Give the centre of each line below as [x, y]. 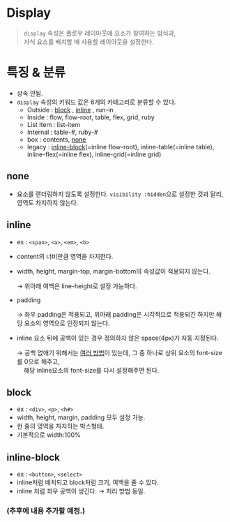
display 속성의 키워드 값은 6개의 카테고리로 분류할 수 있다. [96, 102]
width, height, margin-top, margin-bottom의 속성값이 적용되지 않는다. [113, 271]
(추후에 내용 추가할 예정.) [46, 511]
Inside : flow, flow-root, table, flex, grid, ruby [91, 117]
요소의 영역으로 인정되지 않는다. [67, 323]
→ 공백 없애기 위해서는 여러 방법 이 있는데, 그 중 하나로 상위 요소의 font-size [119, 352]
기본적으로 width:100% [48, 435]
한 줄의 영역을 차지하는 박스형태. [60, 426]
